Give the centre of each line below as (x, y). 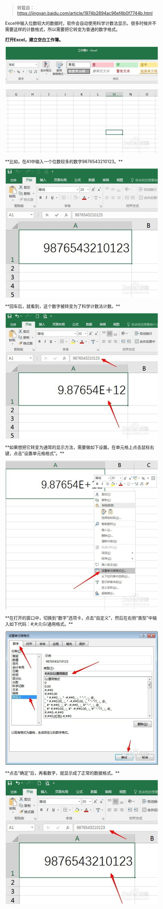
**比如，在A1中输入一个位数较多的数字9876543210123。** (64, 161)
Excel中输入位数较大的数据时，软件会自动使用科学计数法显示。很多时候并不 (81, 23)
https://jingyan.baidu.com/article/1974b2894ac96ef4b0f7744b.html (85, 13)
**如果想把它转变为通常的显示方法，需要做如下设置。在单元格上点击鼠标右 (80, 447)
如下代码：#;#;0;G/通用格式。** (41, 624)
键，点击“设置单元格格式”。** (35, 453)
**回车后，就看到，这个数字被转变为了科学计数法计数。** (63, 306)
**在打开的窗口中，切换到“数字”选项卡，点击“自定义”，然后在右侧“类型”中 (79, 618)
